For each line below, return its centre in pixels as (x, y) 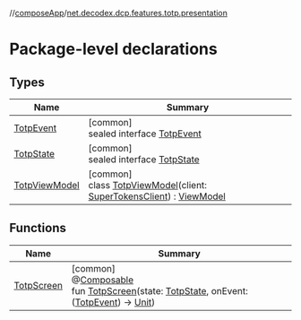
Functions (38, 228)
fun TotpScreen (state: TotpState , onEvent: (160, 290)
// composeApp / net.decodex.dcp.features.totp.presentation (119, 13)
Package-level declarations (113, 49)
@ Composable (103, 280)
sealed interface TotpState (144, 159)
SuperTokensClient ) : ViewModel (157, 196)
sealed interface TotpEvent (145, 134)
